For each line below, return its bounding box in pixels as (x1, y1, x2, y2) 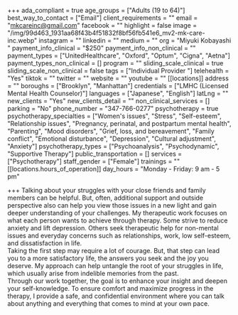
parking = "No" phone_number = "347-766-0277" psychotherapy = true (7, 105, 219, 112)
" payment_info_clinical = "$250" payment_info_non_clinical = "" (7, 44, 197, 52)
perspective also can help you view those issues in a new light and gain (7, 201, 217, 209)
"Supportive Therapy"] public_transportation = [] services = (7, 149, 183, 158)
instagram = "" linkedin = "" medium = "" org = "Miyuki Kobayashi (38, 36, 232, 45)
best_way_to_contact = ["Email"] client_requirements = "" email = (7, 14, 198, 22)
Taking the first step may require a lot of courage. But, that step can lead (7, 247, 220, 255)
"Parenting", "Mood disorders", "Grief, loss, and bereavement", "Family (7, 127, 215, 135)
